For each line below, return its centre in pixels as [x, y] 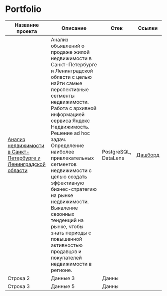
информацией [68, 114]
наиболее [62, 151]
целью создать [69, 176]
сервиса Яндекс [70, 121]
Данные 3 [63, 278]
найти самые [66, 83]
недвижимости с [71, 170]
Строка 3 [19, 286]
